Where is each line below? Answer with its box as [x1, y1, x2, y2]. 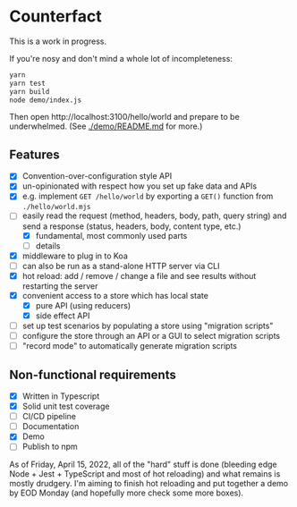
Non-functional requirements [9, 367, 176, 382]
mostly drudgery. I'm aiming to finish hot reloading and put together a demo [9, 478, 289, 489]
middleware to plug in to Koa [21, 250, 128, 261]
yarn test [9, 79, 47, 88]
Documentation [21, 421, 80, 432]
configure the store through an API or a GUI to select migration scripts [21, 331, 280, 342]
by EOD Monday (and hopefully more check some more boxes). [9, 487, 244, 498]
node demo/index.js [9, 96, 82, 105]
